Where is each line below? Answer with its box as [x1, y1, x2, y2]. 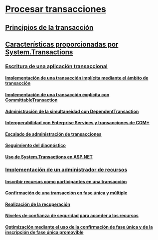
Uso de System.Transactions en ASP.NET [5, 154, 93, 160]
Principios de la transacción [5, 23, 94, 32]
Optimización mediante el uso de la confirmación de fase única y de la [5, 224, 153, 230]
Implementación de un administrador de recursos [5, 166, 128, 173]
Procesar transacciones [5, 3, 106, 15]
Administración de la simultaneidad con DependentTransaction [5, 108, 139, 114]
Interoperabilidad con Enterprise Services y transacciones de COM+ [5, 120, 150, 126]
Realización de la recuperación [5, 201, 71, 207]
